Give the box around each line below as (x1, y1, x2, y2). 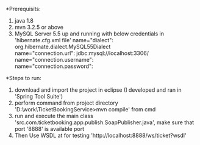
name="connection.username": (14, 56, 94, 63)
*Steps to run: (5, 75, 42, 81)
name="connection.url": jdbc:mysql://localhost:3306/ (14, 50, 149, 57)
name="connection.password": (14, 62, 93, 70)
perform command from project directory (14, 99, 118, 106)
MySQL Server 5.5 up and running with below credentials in (14, 30, 164, 37)
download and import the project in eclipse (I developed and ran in (14, 86, 182, 94)
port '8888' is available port (14, 125, 85, 132)
